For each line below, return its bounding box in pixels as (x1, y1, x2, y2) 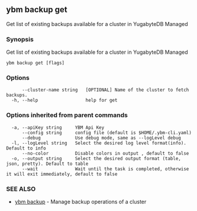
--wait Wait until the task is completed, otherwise (21, 165, 189, 172)
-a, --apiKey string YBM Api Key (11, 124, 105, 131)
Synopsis (6, 35, 34, 43)
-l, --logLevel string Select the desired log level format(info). (11, 140, 186, 146)
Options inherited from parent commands (6, 111, 128, 119)
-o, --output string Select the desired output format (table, (11, 155, 182, 161)
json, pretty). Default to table (6, 161, 89, 167)
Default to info (6, 145, 46, 151)
